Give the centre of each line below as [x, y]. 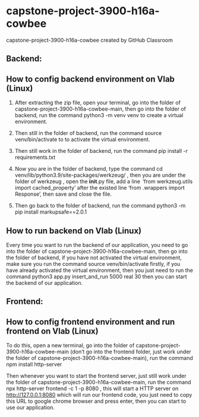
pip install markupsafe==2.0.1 [51, 212]
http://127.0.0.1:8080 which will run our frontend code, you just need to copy [99, 395]
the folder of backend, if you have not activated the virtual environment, [94, 258]
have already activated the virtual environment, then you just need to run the [99, 270]
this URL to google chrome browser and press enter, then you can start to [96, 401]
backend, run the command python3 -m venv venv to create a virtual [99, 115]
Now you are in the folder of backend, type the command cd [89, 169]
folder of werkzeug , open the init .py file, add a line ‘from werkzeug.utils [104, 181]
